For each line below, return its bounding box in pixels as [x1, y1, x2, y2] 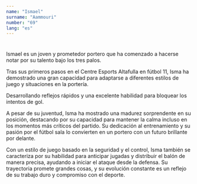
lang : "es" [6, 25, 33, 31]
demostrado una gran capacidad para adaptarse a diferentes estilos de [6, 74, 179, 81]
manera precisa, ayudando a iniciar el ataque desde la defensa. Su [6, 159, 168, 166]
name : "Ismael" [6, 8, 44, 15]
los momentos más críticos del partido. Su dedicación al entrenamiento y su [6, 122, 191, 130]
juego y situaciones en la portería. [6, 81, 88, 88]
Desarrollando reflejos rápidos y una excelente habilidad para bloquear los [6, 92, 187, 99]
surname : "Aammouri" [6, 14, 57, 20]
